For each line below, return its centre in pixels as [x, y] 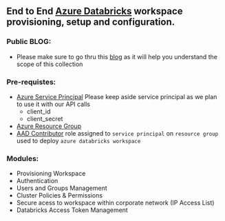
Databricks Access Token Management [72, 210]
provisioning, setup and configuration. [91, 22]
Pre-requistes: [31, 82]
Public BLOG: [29, 42]
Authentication [37, 181]
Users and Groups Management [62, 188]
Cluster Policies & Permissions [60, 196]
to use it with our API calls [53, 104]
